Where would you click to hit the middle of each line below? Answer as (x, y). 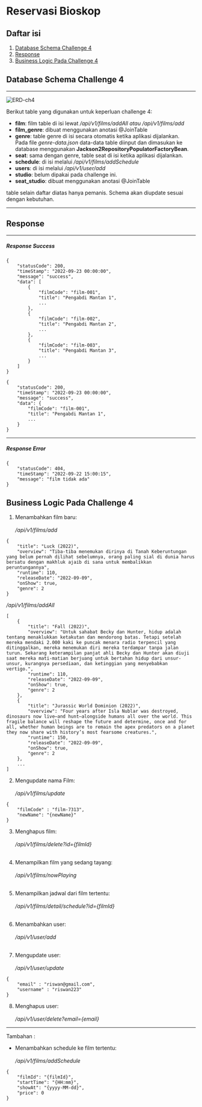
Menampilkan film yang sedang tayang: (64, 863)
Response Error (26, 448)
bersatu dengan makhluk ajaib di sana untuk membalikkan (79, 563)
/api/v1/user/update (39, 968)
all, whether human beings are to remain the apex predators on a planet (101, 727)
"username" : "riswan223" (50, 990)
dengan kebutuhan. (30, 199)
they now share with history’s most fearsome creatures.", (82, 732)
